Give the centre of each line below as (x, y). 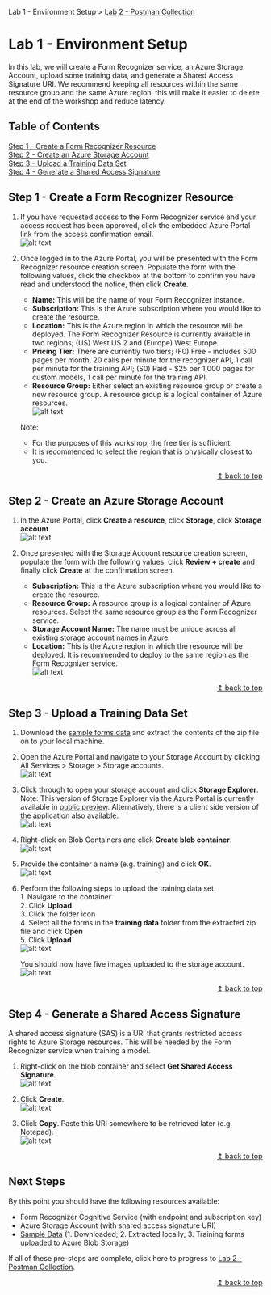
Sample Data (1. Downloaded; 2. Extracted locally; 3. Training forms (132, 1234)
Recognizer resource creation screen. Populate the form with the (127, 267)
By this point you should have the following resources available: (114, 1201)
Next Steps (37, 1181)
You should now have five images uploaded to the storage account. (132, 964)
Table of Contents (54, 127)
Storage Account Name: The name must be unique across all (134, 629)
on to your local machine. (62, 741)
